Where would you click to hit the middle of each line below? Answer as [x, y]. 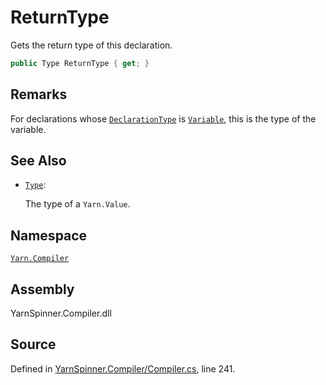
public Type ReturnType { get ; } [80, 63]
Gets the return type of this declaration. [91, 45]
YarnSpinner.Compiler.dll [61, 313]
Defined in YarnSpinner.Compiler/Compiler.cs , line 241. [123, 368]
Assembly [42, 289]
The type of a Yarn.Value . [77, 204]
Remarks [39, 94]
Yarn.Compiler [40, 259]
